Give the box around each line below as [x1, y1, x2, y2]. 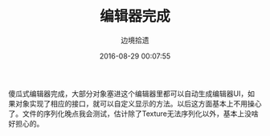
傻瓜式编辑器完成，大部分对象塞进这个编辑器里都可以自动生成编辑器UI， [8, 89, 248, 98]
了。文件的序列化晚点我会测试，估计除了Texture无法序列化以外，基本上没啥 [8, 109, 259, 118]
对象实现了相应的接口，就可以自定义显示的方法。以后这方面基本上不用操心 [14, 98, 262, 108]
